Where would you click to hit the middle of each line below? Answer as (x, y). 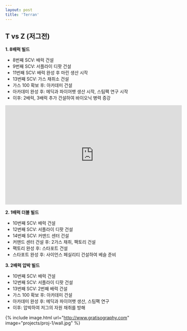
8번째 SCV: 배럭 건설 (33, 60)
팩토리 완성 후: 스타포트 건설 (40, 248)
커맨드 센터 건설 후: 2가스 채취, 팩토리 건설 (54, 242)
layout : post (19, 10)
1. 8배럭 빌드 (18, 49)
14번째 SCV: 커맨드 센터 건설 (41, 236)
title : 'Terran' (22, 15)
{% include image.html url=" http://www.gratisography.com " (67, 318)
